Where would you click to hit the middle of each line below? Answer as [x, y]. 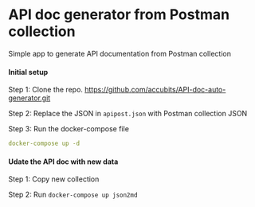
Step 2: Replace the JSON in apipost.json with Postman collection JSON [128, 114]
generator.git [29, 98]
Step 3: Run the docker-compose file [69, 129]
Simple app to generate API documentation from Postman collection [120, 53]
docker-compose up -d [44, 144]
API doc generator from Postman [119, 15]
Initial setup [28, 72]
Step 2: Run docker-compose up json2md [73, 195]
